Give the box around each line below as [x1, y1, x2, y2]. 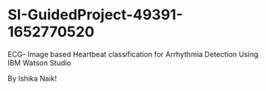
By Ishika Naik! [7, 73, 58, 83]
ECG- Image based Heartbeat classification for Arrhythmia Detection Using [7, 49, 259, 59]
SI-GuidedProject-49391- [7, 6, 183, 24]
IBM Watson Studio [7, 58, 72, 68]
